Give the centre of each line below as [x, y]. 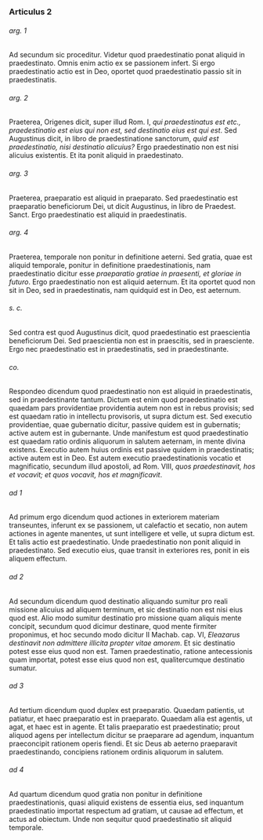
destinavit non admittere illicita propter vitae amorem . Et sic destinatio [122, 643]
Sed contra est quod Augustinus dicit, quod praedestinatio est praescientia [130, 332]
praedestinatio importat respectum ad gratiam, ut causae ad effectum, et [126, 810]
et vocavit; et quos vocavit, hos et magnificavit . [86, 475]
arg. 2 [18, 97]
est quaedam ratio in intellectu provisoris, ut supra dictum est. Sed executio [131, 416]
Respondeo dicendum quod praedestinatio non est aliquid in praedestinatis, [131, 392]
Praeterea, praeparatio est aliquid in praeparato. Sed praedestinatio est [123, 198]
